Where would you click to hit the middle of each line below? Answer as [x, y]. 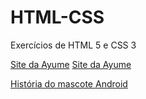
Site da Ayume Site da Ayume [71, 64]
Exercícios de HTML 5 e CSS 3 [73, 45]
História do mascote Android [69, 83]
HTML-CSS [57, 17]
